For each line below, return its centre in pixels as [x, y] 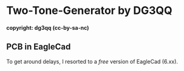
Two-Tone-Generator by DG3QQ [90, 11]
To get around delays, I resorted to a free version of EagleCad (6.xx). [92, 61]
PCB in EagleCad [39, 47]
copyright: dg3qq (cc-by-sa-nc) [48, 27]
